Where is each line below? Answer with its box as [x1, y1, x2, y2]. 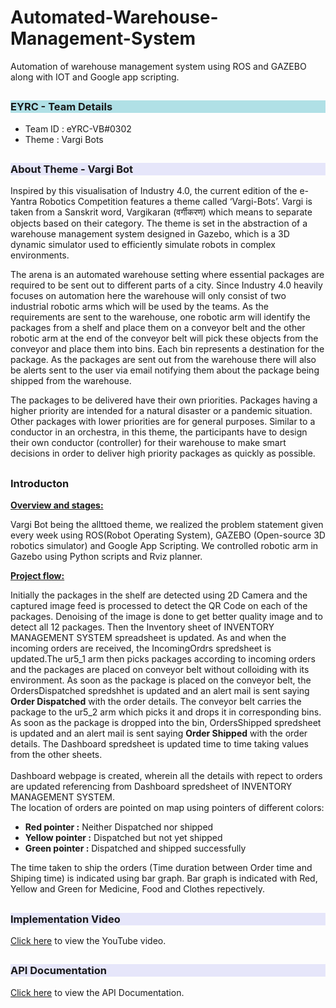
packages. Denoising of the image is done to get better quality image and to [10, 611, 323, 623]
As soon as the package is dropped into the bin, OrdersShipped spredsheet [10, 717, 322, 729]
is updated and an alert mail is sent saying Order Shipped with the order [10, 727, 308, 740]
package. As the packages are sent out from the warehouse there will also [10, 354, 317, 366]
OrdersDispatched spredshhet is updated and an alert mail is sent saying [10, 685, 310, 697]
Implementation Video [10, 912, 121, 926]
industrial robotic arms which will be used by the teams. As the [10, 301, 269, 313]
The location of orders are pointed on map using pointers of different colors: [10, 802, 325, 814]
